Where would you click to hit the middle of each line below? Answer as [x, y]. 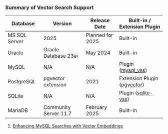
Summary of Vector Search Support [49, 8]
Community [57, 107]
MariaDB [18, 110]
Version [62, 24]
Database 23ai [60, 56]
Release [100, 21]
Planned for [99, 35]
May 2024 [98, 53]
